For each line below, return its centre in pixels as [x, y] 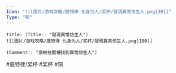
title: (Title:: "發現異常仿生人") [47, 34]
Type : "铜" [19, 17]
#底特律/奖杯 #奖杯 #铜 [35, 64]
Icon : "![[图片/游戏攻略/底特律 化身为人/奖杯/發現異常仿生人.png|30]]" [89, 12]
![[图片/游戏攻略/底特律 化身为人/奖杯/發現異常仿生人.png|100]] [79, 41]
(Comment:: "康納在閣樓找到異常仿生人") [52, 52]
